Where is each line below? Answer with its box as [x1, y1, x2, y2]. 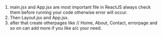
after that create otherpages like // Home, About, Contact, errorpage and [9, 20, 158, 26]
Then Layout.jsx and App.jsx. [9, 15, 69, 20]
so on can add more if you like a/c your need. [9, 25, 102, 31]
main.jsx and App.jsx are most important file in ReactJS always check [9, 4, 151, 10]
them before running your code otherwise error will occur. [9, 9, 128, 15]
